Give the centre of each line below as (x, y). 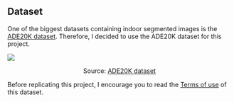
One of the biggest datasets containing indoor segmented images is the (112, 28)
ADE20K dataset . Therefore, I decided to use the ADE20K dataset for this (115, 36)
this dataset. (26, 92)
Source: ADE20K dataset (119, 71)
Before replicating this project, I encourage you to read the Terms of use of (117, 84)
